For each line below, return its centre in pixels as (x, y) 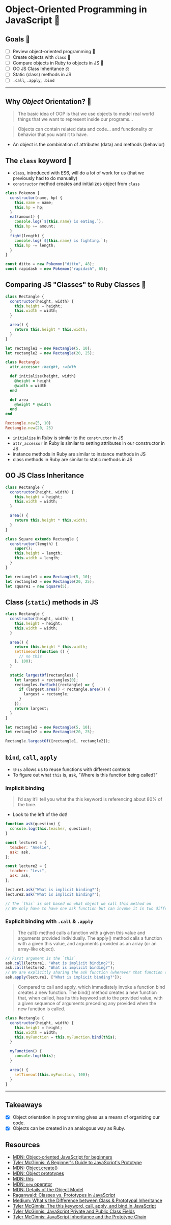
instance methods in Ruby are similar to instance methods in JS (79, 454)
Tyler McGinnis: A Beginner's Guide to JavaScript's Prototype (77, 1163)
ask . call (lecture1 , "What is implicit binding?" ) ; (60, 963)
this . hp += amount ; (35, 226)
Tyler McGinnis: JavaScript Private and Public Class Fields (74, 1211)
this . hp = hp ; (29, 207)
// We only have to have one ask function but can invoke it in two (79, 909)
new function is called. (41, 1009)
